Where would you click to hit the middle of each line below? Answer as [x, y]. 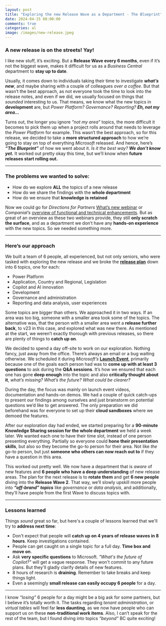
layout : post [19, 10]
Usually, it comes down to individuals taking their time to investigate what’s [82, 81]
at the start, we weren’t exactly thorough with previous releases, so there [80, 333]
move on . [22, 552]
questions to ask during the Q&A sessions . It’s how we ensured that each [80, 369]
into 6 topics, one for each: [33, 267]
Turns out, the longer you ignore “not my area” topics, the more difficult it [80, 122]
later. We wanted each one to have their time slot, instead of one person [78, 435]
